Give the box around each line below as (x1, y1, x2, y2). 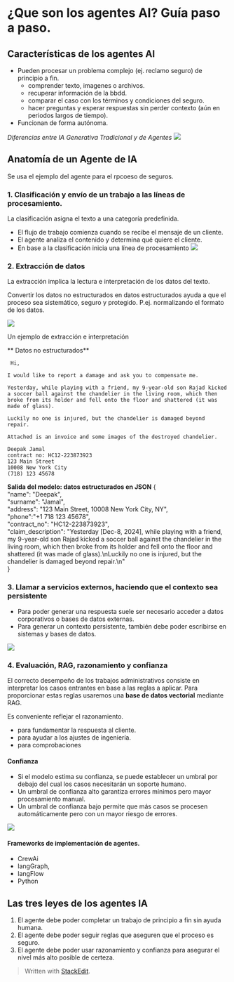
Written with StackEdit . (24, 967, 91, 976)
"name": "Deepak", (7, 490, 62, 499)
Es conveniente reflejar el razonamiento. (7, 712, 124, 721)
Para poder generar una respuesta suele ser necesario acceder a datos (17, 607, 224, 615)
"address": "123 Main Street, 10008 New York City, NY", (7, 505, 168, 513)
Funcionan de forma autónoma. (17, 119, 109, 127)
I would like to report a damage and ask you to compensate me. (7, 372, 199, 379)
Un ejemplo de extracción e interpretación (7, 332, 130, 341)
